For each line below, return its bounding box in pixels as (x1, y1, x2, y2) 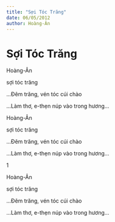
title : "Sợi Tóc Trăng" (6, 9, 67, 15)
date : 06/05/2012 (6, 15, 51, 21)
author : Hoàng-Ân (6, 20, 51, 26)
